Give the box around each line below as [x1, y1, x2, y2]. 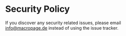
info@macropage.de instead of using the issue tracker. [5, 25, 119, 31]
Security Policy [5, 3, 70, 15]
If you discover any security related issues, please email [5, 20, 121, 26]
